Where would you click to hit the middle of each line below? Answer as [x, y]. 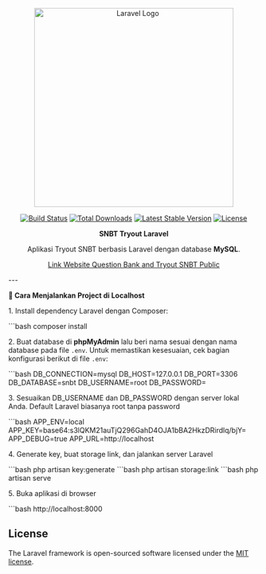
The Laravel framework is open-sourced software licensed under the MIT [129, 553]
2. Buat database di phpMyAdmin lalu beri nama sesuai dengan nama [123, 342]
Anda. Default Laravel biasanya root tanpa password [94, 406]
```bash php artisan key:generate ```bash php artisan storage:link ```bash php [133, 469]
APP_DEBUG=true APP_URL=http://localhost [81, 439]
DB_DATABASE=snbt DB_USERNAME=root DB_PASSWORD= [108, 383]
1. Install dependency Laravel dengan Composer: [88, 311]
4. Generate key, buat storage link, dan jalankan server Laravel [111, 454]
